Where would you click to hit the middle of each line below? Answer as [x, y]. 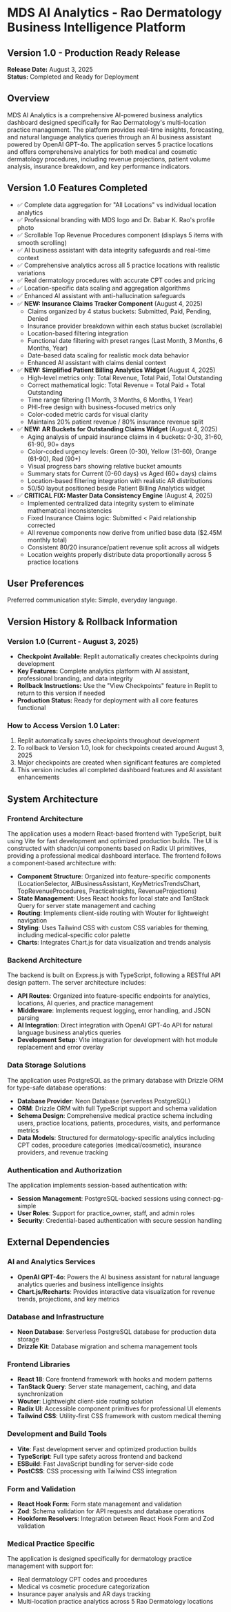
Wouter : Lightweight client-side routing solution [85, 1402]
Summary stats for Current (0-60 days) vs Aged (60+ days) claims [122, 473]
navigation [32, 921]
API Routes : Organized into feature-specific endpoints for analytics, [113, 996]
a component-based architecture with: [62, 863]
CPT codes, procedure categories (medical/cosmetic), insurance [109, 1145]
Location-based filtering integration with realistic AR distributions [120, 480]
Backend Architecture [45, 961]
